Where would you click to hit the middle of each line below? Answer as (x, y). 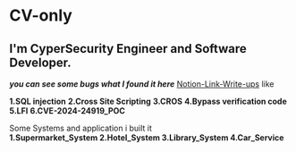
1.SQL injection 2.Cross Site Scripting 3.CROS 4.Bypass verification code (148, 101)
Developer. (40, 62)
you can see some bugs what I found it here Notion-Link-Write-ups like (142, 84)
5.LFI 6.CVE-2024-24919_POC (67, 111)
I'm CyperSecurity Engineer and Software (128, 49)
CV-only (41, 16)
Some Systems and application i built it (80, 128)
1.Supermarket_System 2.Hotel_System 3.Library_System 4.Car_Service (147, 138)
